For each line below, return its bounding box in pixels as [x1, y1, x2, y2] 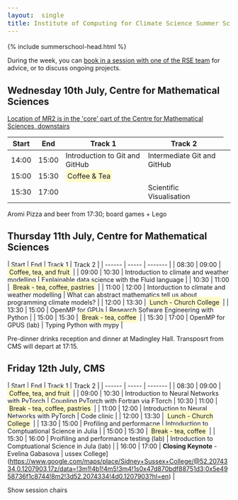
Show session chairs [7, 486, 68, 494]
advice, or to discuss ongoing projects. [7, 64, 121, 72]
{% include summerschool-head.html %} [7, 43, 127, 51]
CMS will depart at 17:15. [7, 342, 79, 350]
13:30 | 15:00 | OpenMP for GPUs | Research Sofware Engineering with [7, 305, 214, 314]
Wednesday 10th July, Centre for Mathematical [7, 85, 220, 97]
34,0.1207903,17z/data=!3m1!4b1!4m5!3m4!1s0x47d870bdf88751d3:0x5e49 [7, 464, 228, 473]
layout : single [7, 11, 64, 20]
